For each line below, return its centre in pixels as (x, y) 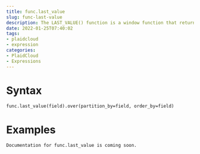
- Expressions (24, 61)
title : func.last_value (36, 12)
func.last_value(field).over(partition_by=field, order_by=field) (90, 106)
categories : (21, 50)
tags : (13, 34)
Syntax (24, 90)
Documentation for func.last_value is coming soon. (71, 146)
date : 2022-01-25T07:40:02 (40, 28)
